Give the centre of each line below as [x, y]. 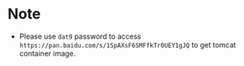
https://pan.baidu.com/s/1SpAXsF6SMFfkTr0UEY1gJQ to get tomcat [127, 44]
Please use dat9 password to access [80, 36]
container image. [47, 53]
